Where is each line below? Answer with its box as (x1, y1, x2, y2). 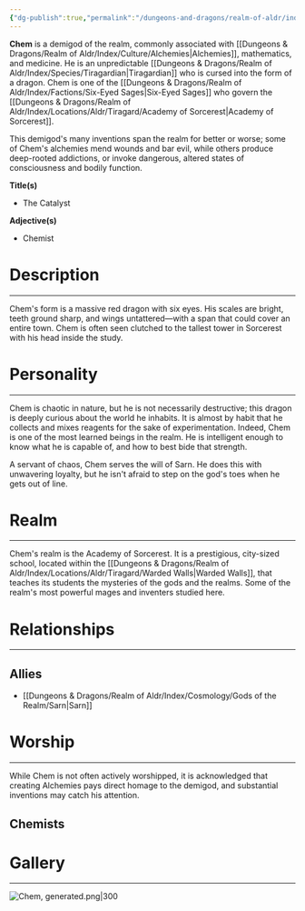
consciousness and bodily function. (9, 162, 143, 173)
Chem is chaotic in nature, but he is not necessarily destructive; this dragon (9, 402, 292, 414)
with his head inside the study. (9, 332, 123, 343)
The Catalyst (22, 197, 71, 208)
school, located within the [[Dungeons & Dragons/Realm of (9, 558, 230, 569)
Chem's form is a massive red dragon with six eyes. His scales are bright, (9, 303, 284, 314)
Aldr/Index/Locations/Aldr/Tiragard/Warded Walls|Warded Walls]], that (9, 567, 272, 578)
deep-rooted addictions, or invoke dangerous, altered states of (9, 152, 245, 164)
